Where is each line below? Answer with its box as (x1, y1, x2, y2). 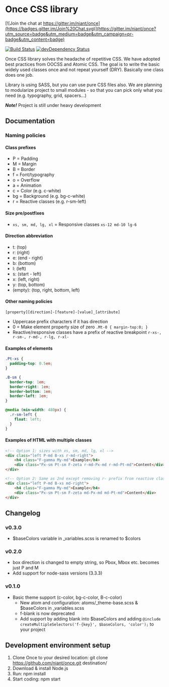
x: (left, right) (12, 276, 40, 282)
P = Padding (12, 155, 39, 162)
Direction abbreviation (5, 233, 53, 239)
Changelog (5, 508, 41, 518)
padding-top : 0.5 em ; (10, 361, 53, 366)
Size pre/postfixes (5, 210, 44, 216)
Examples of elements (5, 345, 53, 351)
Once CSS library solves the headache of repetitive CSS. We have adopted (5, 55, 160, 62)
